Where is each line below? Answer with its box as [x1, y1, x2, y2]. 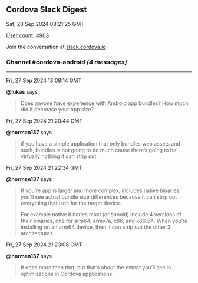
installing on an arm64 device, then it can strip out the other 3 [20, 223, 171, 231]
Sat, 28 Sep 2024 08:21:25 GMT [6, 20, 84, 27]
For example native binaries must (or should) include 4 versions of [20, 211, 181, 218]
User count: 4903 [6, 32, 49, 39]
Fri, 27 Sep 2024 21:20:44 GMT [6, 117, 83, 124]
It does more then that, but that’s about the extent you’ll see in [20, 264, 171, 271]
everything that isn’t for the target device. [20, 200, 122, 207]
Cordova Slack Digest [6, 5, 87, 15]
